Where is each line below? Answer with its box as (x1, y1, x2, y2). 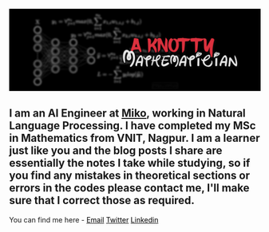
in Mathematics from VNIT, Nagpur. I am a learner (9, 132, 260, 145)
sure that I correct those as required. (9, 194, 195, 207)
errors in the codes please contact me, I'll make (9, 181, 250, 195)
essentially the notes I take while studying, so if (9, 156, 251, 170)
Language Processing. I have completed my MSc (9, 119, 256, 132)
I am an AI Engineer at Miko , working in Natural (9, 107, 246, 120)
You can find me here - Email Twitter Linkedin (9, 214, 159, 224)
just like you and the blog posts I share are (9, 144, 223, 158)
